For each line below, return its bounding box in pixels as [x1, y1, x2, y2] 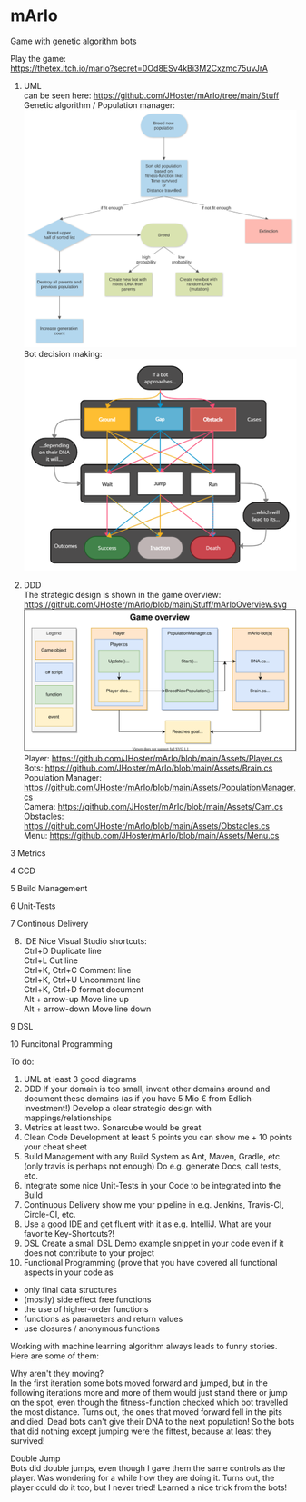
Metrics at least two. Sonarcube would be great [23, 1122, 202, 1133]
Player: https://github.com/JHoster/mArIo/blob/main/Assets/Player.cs [23, 753, 283, 764]
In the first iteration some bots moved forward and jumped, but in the [10, 1378, 269, 1388]
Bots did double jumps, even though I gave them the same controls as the [10, 1463, 286, 1474]
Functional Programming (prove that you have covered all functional [23, 1258, 278, 1268]
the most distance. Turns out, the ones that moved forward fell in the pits [10, 1407, 282, 1417]
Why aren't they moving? [10, 1368, 104, 1379]
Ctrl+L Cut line [23, 955, 78, 966]
